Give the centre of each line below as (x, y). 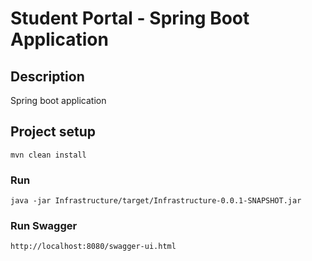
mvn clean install (48, 155)
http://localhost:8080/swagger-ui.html (93, 247)
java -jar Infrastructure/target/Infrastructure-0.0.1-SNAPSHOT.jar (156, 201)
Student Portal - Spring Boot (130, 18)
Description (47, 76)
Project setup (53, 132)
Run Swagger (44, 226)
